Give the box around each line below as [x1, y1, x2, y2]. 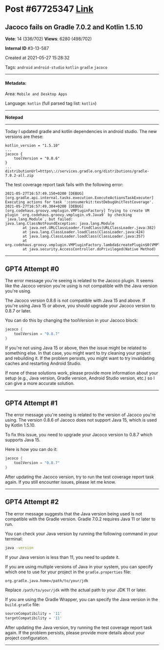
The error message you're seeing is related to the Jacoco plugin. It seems [5, 278, 154, 284]
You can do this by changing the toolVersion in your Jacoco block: [5, 317, 139, 323]
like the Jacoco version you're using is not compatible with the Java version [5, 283, 158, 289]
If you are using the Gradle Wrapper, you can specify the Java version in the [5, 596, 158, 602]
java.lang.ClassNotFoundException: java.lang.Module [5, 221, 115, 226]
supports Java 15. [5, 437, 41, 443]
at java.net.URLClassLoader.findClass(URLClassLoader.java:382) [22, 225, 156, 230]
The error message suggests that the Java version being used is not [5, 511, 143, 516]
